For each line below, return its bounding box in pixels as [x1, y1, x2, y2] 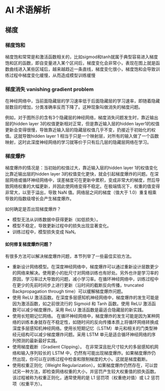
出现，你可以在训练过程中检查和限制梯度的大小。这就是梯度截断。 [16, 356, 150, 362]
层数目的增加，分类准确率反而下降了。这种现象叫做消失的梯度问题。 [5, 104, 143, 110]
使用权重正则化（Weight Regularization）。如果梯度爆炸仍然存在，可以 [12, 362, 154, 368]
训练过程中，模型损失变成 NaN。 [12, 229, 79, 235]
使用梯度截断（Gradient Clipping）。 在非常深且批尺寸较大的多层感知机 [12, 344, 155, 350]
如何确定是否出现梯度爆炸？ [5, 206, 61, 212]
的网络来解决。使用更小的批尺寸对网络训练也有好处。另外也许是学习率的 [12, 270, 159, 276]
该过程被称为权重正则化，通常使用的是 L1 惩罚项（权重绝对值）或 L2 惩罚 [12, 374, 160, 380]
